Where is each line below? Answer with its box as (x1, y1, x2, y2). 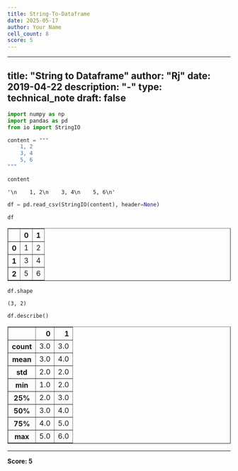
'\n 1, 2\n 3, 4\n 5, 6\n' (7, 189, 115, 196)
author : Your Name (7, 23, 62, 31)
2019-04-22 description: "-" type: (7, 81, 163, 93)
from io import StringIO (7, 123, 81, 131)
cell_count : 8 (7, 30, 50, 38)
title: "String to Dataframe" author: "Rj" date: (7, 70, 211, 82)
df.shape (7, 287, 33, 294)
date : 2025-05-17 (7, 17, 59, 24)
